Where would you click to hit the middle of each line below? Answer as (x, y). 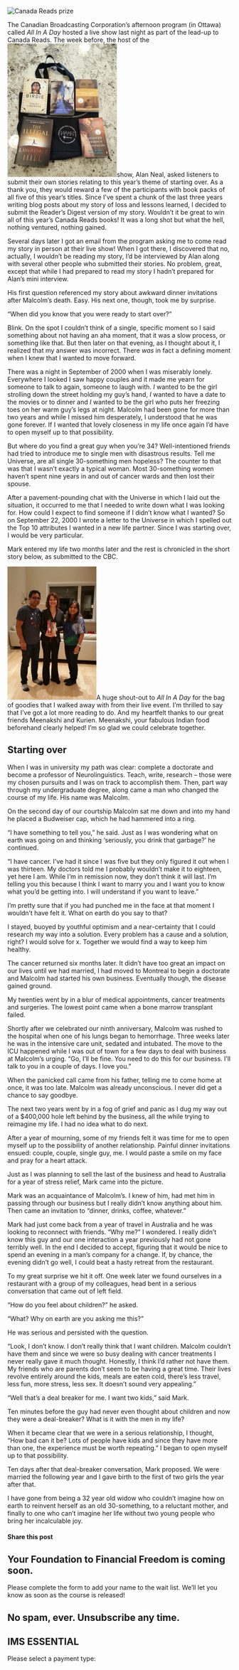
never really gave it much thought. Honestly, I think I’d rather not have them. (118, 1361)
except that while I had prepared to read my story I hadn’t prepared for (111, 271)
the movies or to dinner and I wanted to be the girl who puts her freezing (114, 402)
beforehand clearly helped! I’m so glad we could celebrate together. (107, 728)
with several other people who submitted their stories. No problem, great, (115, 264)
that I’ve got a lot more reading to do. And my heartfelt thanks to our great (116, 712)
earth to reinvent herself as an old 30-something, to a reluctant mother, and (118, 1505)
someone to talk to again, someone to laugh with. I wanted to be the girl (112, 387)
